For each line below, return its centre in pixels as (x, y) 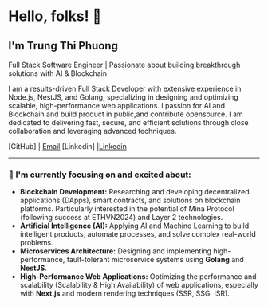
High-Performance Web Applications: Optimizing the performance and (138, 277)
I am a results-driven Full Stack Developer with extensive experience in (125, 88)
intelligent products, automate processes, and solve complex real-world (138, 234)
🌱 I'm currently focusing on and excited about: (100, 175)
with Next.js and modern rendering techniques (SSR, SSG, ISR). (124, 293)
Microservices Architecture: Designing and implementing (116, 251)
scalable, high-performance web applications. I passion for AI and (117, 106)
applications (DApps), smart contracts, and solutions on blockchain (130, 200)
